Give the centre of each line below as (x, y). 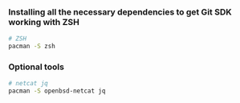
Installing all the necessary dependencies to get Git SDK (120, 12)
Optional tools (36, 67)
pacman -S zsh (32, 47)
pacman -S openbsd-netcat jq (57, 91)
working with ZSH (44, 22)
